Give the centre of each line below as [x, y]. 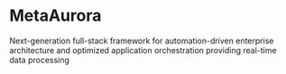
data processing [40, 60]
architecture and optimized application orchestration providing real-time [143, 50]
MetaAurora [55, 16]
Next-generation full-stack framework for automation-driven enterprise [142, 41]
